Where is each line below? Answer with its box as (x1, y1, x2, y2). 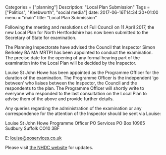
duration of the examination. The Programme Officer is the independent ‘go (5, 75, 159, 80)
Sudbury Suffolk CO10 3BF (5, 125, 60, 131)
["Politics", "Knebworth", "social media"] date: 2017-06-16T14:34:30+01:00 (5, 9, 159, 15)
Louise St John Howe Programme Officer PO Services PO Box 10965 (5, 120, 145, 126)
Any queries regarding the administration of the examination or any (5, 106, 142, 111)
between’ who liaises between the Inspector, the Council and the (5, 80, 137, 86)
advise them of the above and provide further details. (5, 96, 114, 102)
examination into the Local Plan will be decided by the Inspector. (5, 60, 137, 66)
